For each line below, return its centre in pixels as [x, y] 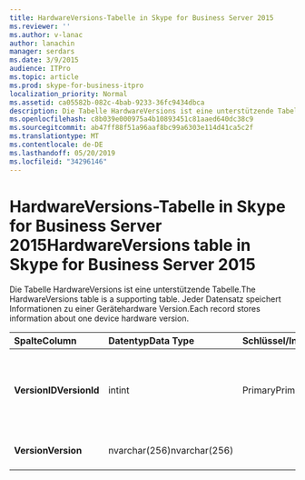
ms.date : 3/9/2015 [44, 60]
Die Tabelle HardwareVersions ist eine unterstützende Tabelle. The [133, 290]
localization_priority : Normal [69, 94]
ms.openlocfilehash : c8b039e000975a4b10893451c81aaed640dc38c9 [132, 119]
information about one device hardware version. [99, 318]
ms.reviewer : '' [40, 26]
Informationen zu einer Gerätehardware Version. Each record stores [135, 309]
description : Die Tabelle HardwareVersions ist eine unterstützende [142, 111]
